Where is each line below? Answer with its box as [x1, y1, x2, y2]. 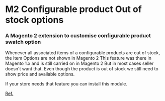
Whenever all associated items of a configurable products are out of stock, [5, 50, 160, 56]
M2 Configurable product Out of [5, 4, 142, 15]
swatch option [5, 39, 41, 46]
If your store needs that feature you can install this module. [5, 81, 127, 87]
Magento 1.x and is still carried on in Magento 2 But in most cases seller [5, 60, 154, 66]
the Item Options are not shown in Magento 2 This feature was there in [5, 55, 152, 61]
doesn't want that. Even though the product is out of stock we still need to [5, 66, 158, 72]
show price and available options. [5, 71, 75, 77]
